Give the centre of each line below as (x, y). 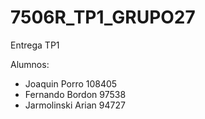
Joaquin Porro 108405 (71, 83)
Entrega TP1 (35, 45)
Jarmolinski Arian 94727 (75, 105)
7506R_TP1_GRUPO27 (103, 17)
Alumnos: (30, 64)
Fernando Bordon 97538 (75, 94)
